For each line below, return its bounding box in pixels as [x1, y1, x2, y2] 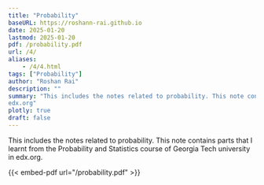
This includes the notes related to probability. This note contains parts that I [8, 135, 253, 145]
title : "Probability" [8, 11, 79, 20]
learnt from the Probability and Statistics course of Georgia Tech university [8, 143, 251, 154]
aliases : [8, 56, 37, 64]
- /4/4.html [22, 63, 61, 71]
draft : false [8, 114, 51, 122]
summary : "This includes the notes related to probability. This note [8, 92, 244, 100]
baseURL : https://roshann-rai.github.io [8, 19, 143, 27]
